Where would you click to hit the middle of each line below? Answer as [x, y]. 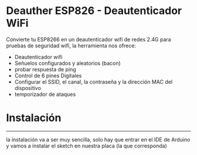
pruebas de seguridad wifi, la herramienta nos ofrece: [71, 46]
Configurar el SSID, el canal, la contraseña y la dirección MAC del [94, 82]
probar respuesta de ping [45, 69]
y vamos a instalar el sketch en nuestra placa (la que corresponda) [86, 146]
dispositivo [28, 88]
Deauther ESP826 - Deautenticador [94, 11]
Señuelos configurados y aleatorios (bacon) [68, 63]
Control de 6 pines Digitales [48, 75]
